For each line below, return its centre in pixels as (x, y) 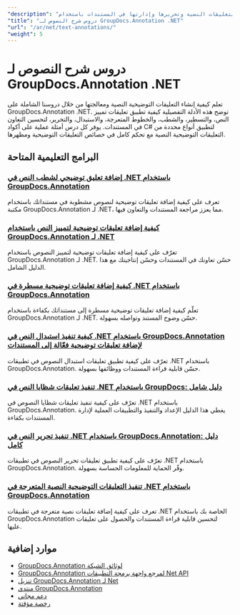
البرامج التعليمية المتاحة (53, 157)
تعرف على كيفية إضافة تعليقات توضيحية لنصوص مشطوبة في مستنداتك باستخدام (114, 201)
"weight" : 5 (25, 34)
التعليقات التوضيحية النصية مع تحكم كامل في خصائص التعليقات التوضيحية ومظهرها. (116, 134)
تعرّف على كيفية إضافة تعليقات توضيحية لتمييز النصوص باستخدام (92, 252)
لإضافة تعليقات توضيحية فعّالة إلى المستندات (75, 345)
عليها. (15, 526)
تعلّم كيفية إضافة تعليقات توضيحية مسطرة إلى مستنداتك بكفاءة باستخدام (103, 310)
